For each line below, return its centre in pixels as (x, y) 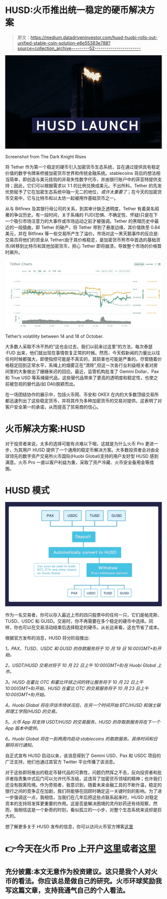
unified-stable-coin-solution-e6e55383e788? (64, 43)
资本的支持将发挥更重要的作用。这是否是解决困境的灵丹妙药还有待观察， (79, 804)
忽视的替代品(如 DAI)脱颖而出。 (46, 384)
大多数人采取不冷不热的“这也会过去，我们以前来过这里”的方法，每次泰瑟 (79, 346)
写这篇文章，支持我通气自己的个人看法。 (67, 890)
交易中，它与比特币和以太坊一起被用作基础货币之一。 (64, 198)
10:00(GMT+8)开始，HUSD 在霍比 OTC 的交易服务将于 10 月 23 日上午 (77, 688)
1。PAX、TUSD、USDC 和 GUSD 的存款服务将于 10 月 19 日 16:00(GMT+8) (81, 648)
